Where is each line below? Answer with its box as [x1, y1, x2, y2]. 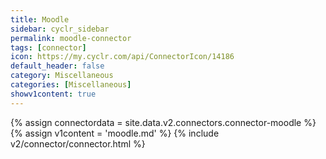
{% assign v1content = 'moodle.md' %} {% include [10, 127, 220, 139]
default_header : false [10, 61, 105, 71]
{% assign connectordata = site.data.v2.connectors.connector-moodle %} [10, 116, 317, 128]
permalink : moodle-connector [10, 33, 132, 43]
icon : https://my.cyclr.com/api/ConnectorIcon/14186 [10, 52, 235, 62]
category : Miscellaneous [10, 71, 114, 81]
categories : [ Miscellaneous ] [10, 80, 132, 90]
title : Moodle [10, 14, 70, 25]
